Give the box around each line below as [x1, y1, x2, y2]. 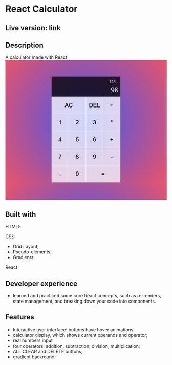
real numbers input [12, 337, 53, 343]
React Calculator [5, 3, 78, 15]
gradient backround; [12, 354, 56, 360]
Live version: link [5, 24, 61, 32]
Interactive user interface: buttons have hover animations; [12, 326, 135, 333]
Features [5, 313, 34, 321]
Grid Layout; [12, 244, 39, 250]
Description [5, 40, 44, 49]
